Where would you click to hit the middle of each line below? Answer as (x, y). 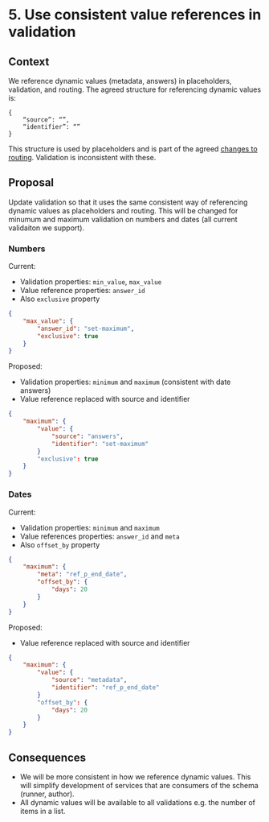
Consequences (47, 757)
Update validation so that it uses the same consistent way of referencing (128, 202)
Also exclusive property (60, 299)
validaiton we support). (47, 228)
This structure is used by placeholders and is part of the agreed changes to (133, 149)
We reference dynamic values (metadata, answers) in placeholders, (120, 81)
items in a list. (43, 811)
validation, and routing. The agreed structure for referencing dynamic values (135, 89)
